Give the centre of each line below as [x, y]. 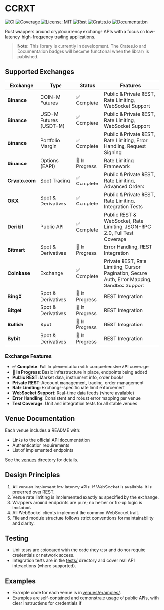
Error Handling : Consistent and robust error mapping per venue [76, 398]
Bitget [15, 310]
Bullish [16, 324]
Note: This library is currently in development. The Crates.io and [82, 46]
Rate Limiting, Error [126, 140]
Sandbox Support [124, 285]
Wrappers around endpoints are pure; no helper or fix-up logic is [77, 502]
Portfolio [50, 140]
